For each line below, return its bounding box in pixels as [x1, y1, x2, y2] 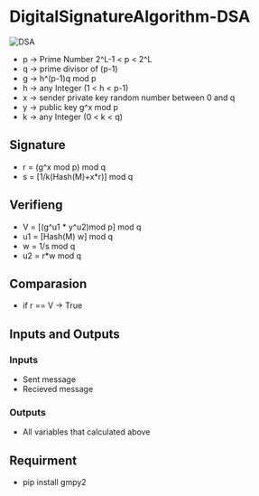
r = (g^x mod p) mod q [22, 161, 106, 173]
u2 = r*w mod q [22, 250, 82, 261]
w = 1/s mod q [22, 240, 76, 251]
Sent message [22, 374, 77, 385]
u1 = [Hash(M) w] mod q [22, 230, 113, 241]
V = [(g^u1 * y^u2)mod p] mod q [22, 221, 142, 232]
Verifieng [9, 197, 63, 213]
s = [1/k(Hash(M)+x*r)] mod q [22, 171, 134, 182]
